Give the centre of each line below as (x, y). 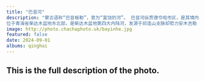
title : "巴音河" (26, 12)
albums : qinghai (27, 46)
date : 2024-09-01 (28, 40)
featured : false (27, 35)
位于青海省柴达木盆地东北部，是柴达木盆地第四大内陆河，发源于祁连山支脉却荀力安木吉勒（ (104, 23)
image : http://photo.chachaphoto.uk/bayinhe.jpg (69, 29)
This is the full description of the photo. (83, 71)
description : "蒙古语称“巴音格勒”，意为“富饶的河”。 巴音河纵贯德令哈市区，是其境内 (103, 18)
